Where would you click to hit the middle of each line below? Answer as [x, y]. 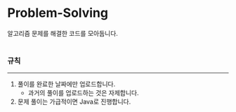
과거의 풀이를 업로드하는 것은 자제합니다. [83, 93]
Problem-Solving [58, 13]
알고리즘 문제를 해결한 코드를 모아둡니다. [63, 33]
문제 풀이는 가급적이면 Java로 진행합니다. [74, 102]
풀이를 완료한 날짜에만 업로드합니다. [66, 84]
